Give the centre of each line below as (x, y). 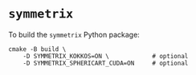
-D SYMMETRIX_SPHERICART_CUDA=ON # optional (106, 63)
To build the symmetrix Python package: (74, 34)
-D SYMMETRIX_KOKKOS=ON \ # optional (106, 56)
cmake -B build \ (37, 49)
